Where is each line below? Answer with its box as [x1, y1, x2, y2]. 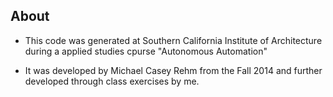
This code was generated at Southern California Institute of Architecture [24, 34, 323, 46]
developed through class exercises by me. [24, 75, 200, 87]
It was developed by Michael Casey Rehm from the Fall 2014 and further [24, 64, 323, 76]
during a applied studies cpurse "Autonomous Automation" [24, 45, 268, 57]
